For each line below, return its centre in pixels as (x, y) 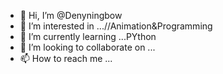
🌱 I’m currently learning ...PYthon (88, 36)
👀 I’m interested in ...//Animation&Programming (116, 26)
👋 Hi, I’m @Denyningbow (71, 15)
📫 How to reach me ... (66, 58)
